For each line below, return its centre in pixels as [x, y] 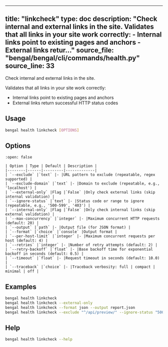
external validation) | [30, 214]
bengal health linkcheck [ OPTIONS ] [42, 130]
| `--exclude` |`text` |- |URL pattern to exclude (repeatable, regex [80, 175]
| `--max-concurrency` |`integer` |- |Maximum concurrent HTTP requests [82, 219]
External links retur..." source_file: [59, 50]
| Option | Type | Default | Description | [51, 166]
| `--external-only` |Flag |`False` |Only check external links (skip [80, 193]
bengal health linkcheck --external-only [49, 303]
